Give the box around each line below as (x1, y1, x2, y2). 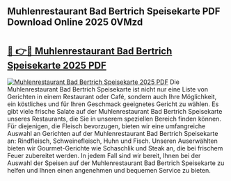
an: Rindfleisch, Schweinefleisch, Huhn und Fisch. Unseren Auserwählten (7, 137, 218, 145)
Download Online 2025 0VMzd (7, 17, 143, 28)
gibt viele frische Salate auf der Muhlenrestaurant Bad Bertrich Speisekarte (7, 107, 223, 115)
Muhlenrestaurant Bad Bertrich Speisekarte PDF (7, 6, 221, 17)
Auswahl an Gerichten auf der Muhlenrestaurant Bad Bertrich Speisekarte (7, 130, 218, 137)
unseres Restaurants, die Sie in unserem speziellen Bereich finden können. (7, 114, 221, 123)
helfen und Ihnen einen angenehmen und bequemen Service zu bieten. (7, 166, 211, 174)
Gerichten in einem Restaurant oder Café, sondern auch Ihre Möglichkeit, (7, 93, 217, 101)
